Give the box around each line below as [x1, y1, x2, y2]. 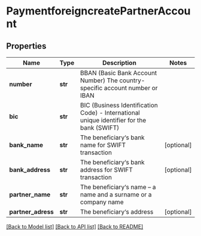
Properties [6, 41, 47, 51]
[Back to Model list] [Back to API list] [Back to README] [6, 223, 144, 230]
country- [119, 76, 145, 85]
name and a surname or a [80, 190, 152, 199]
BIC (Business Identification [80, 101, 159, 109]
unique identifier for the [80, 116, 147, 124]
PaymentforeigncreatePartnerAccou [6, 4, 191, 18]
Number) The [80, 76, 118, 85]
